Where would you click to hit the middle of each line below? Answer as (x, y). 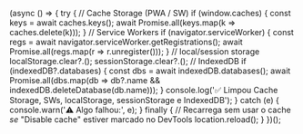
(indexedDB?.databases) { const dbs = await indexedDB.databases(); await (150, 71)
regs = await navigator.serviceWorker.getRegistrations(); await (126, 42)
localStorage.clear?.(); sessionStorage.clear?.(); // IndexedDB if (128, 61)
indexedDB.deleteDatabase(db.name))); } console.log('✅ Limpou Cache (144, 90)
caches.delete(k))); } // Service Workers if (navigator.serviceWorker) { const (151, 32)
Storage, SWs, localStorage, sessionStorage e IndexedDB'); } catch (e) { (145, 100)
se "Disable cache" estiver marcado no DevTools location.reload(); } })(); (146, 120)
